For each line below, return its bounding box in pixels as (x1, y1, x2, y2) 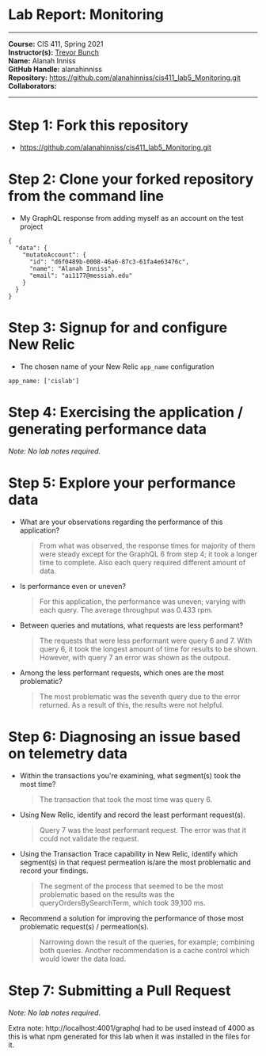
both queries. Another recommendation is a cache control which (39, 945, 250, 955)
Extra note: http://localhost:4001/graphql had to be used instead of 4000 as (8, 1023, 255, 1032)
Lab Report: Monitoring (8, 6, 164, 24)
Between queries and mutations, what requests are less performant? (19, 620, 244, 630)
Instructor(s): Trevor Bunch (8, 47, 99, 57)
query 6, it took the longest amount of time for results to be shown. (39, 644, 258, 654)
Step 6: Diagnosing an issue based (8, 727, 241, 746)
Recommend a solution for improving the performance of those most (19, 913, 244, 923)
